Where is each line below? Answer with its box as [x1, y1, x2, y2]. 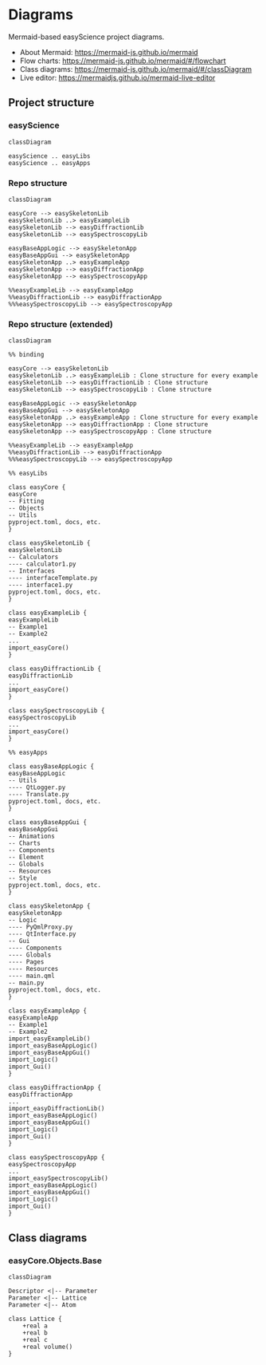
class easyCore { [8, 483, 66, 491]
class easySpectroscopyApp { [8, 1154, 105, 1162]
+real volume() [22, 1343, 73, 1351]
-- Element [8, 854, 45, 862]
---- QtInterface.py [8, 930, 77, 938]
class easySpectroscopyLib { [8, 707, 105, 715]
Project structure [8, 96, 95, 109]
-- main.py [8, 979, 45, 987]
